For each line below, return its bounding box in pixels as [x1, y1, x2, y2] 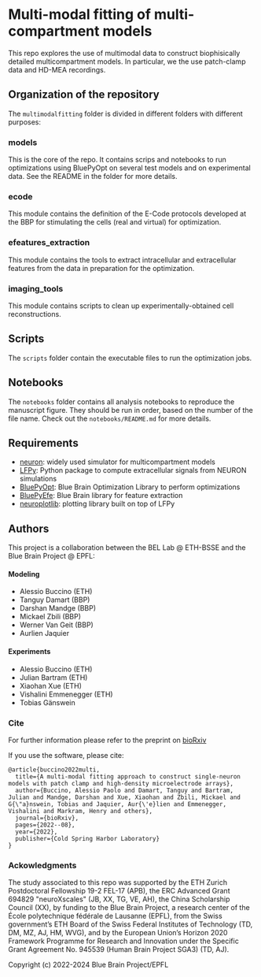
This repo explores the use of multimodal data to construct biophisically [8, 48, 241, 58]
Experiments [8, 646, 51, 656]
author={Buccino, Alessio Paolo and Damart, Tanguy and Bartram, [15, 786, 234, 794]
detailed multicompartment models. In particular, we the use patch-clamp [8, 57, 246, 66]
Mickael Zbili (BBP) [19, 612, 81, 622]
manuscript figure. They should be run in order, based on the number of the [8, 405, 253, 414]
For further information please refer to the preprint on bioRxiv [8, 735, 207, 745]
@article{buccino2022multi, [8, 766, 101, 774]
